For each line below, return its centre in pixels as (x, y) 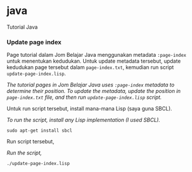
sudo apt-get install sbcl (40, 131)
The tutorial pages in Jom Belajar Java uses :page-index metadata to (91, 85)
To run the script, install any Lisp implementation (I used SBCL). (83, 120)
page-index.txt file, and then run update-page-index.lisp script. (84, 97)
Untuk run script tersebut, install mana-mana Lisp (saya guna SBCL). (89, 109)
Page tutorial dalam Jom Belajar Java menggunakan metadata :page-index (97, 55)
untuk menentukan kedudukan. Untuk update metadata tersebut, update (94, 61)
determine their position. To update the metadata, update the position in (94, 91)
